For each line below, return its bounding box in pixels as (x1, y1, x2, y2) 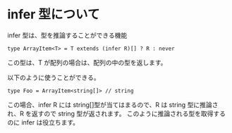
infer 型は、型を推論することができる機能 (7, 31, 128, 39)
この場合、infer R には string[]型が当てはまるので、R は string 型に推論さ (7, 100, 219, 109)
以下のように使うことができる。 (7, 73, 100, 82)
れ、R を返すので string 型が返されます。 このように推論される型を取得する (7, 109, 226, 118)
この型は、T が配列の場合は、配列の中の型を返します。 (7, 58, 167, 67)
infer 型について (7, 6, 100, 23)
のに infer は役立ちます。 (7, 118, 80, 127)
